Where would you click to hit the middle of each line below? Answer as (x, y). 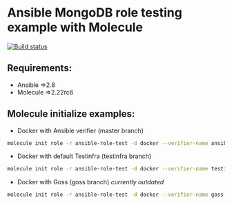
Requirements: (40, 68)
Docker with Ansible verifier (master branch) (80, 130)
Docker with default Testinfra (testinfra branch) (84, 156)
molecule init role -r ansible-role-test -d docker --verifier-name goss (116, 195)
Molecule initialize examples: (71, 114)
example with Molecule (75, 27)
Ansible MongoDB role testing (95, 13)
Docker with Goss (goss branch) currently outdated (90, 182)
